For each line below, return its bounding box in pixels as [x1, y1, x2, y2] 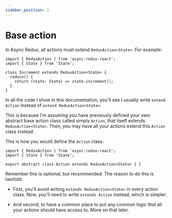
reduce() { [10, 74, 33, 79]
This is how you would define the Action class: [5, 138, 104, 144]
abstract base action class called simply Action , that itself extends [5, 117, 145, 123]
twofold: [5, 176, 23, 182]
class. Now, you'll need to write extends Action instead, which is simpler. [12, 191, 167, 198]
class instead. [5, 128, 35, 135]
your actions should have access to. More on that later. [12, 207, 129, 213]
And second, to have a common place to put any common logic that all [12, 201, 162, 207]
